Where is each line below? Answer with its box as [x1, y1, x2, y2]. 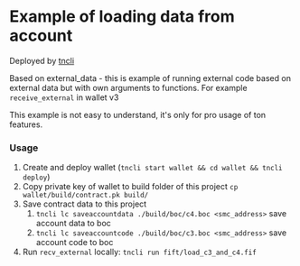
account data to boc [35, 218, 111, 229]
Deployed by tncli [9, 55, 75, 66]
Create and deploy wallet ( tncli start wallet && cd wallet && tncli [22, 162, 283, 173]
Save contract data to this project [22, 198, 147, 209]
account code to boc [35, 237, 114, 248]
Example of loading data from [9, 6, 235, 27]
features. [9, 119, 43, 130]
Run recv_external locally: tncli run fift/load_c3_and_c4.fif [22, 246, 258, 258]
